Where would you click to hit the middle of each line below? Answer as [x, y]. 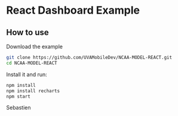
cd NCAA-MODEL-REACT [32, 63]
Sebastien [19, 108]
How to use [27, 32]
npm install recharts [33, 91]
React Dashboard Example [73, 10]
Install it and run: [27, 74]
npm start [19, 96]
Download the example [34, 46]
